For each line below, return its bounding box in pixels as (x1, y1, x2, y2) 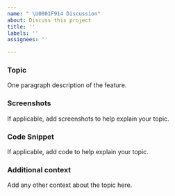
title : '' (7, 23, 36, 30)
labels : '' (7, 29, 39, 37)
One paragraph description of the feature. (7, 81, 127, 89)
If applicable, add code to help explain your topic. (7, 148, 149, 156)
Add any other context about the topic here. (7, 181, 133, 189)
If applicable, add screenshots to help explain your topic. (7, 114, 169, 123)
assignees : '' (7, 36, 49, 43)
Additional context (7, 165, 72, 174)
